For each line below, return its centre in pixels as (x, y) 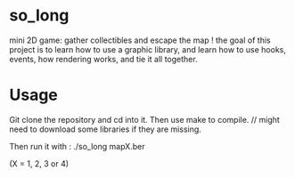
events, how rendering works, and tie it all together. (103, 59)
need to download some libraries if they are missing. (106, 129)
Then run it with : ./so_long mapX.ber (77, 146)
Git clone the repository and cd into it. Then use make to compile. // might (145, 119)
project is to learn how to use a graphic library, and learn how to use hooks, (148, 49)
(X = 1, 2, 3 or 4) (39, 163)
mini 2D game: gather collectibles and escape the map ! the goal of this (140, 40)
